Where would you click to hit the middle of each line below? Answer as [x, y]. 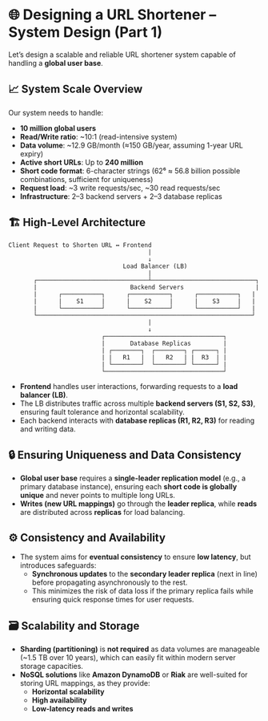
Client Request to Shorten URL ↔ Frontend [80, 245]
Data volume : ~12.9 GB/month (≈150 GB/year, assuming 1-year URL [132, 145]
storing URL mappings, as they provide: [85, 683]
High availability [59, 700]
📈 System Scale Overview [76, 89]
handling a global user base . [56, 63]
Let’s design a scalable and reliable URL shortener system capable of [122, 55]
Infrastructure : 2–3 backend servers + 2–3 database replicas [121, 196]
